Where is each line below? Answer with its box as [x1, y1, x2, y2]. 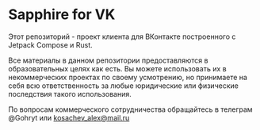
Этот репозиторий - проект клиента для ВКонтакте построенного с [8, 32, 236, 41]
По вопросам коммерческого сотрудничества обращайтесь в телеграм [8, 105, 253, 114]
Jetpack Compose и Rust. [8, 40, 93, 49]
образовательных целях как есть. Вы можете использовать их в [8, 63, 227, 73]
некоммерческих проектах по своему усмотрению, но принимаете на [8, 72, 248, 82]
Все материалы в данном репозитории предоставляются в [8, 55, 208, 65]
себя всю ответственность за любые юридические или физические [8, 81, 239, 90]
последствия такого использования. [8, 89, 132, 98]
